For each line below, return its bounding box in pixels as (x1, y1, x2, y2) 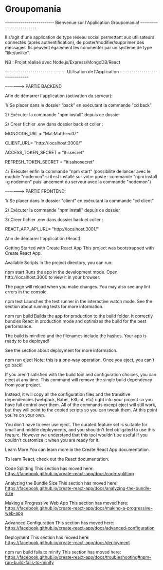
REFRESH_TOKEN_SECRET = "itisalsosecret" (5, 159, 95, 164)
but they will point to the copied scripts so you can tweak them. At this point (5, 407, 157, 413)
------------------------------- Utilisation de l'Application (5, 68, 119, 74)
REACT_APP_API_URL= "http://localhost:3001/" (5, 226, 99, 232)
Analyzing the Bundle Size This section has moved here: (5, 480, 118, 486)
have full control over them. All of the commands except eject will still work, (5, 402, 157, 407)
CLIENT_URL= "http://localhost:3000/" (5, 140, 82, 146)
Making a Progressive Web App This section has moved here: (5, 500, 128, 506)
